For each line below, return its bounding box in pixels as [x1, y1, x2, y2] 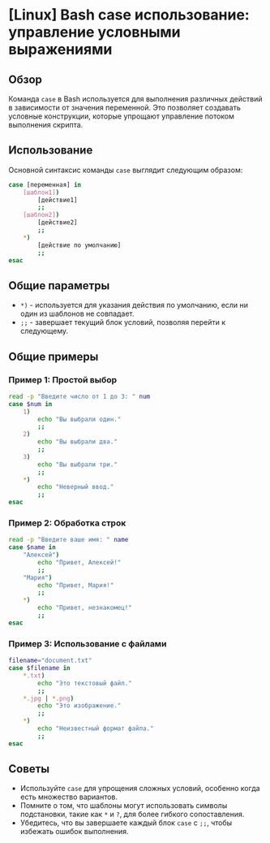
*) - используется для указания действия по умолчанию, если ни [19, 300, 249, 310]
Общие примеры [8, 349, 99, 363]
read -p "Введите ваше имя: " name [8, 536, 129, 544]
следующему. [19, 326, 69, 336]
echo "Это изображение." [37, 702, 122, 710]
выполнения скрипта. [8, 120, 84, 129]
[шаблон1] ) [23, 188, 60, 197]
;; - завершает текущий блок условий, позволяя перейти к [19, 318, 226, 327]
